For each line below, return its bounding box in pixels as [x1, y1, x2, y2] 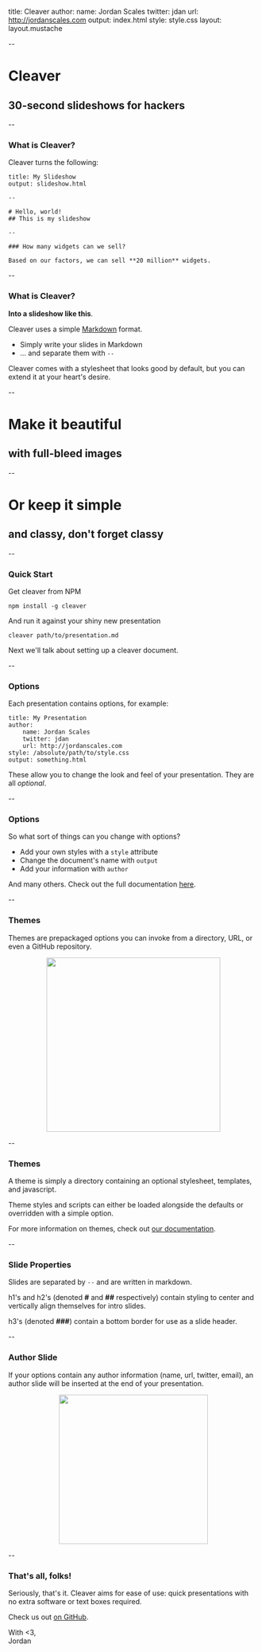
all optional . [8, 778, 47, 788]
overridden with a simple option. [8, 1208, 114, 1218]
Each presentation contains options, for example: [8, 699, 169, 708]
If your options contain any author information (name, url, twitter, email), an [8, 1370, 254, 1380]
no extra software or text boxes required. [8, 1596, 142, 1606]
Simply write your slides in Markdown [19, 339, 143, 349]
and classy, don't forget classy [8, 527, 164, 541]
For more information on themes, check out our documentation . [8, 1224, 216, 1234]
